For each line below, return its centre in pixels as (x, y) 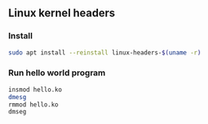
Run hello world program (57, 73)
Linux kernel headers (62, 13)
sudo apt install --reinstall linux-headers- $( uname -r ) (105, 52)
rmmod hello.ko (33, 104)
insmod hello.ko (35, 90)
